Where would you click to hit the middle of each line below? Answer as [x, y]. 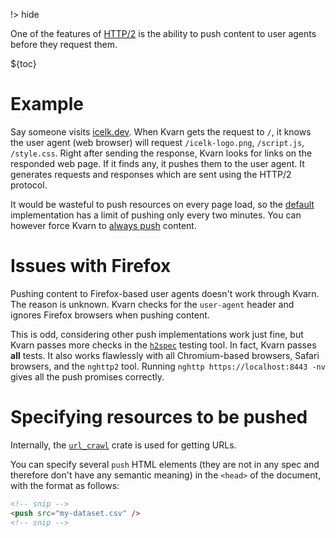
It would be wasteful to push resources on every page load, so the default [162, 204]
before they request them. [64, 44]
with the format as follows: [65, 485]
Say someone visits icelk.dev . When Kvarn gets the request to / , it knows [161, 131]
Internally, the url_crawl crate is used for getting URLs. [123, 445]
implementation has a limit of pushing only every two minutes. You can [156, 215]
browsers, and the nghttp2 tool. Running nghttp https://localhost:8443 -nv [168, 366]
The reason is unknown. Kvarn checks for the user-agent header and [152, 304]
